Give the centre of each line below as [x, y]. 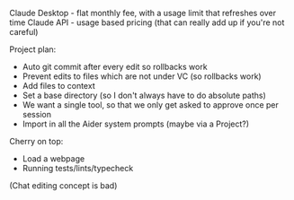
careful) [24, 32]
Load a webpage [53, 159]
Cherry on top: [36, 141]
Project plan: [33, 49]
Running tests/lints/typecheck [78, 168]
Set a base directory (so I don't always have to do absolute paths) [144, 95]
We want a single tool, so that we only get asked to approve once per [150, 105]
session [37, 114]
